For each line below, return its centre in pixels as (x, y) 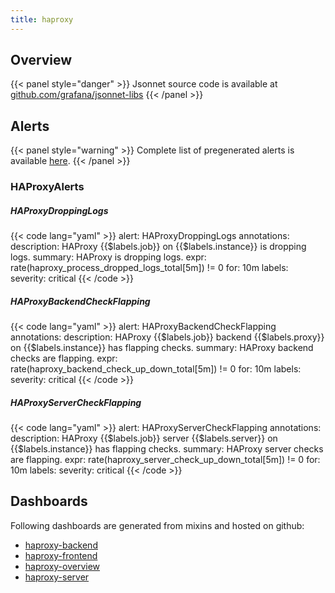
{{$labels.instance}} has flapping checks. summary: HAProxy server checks (167, 449)
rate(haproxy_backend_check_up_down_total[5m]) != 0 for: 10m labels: (156, 369)
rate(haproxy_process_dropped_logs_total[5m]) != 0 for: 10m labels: (149, 268)
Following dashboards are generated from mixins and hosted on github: (157, 525)
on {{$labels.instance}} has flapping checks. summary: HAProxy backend (162, 348)
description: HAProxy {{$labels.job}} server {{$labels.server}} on (144, 438)
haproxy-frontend (61, 555)
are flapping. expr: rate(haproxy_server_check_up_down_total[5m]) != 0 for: (165, 460)
